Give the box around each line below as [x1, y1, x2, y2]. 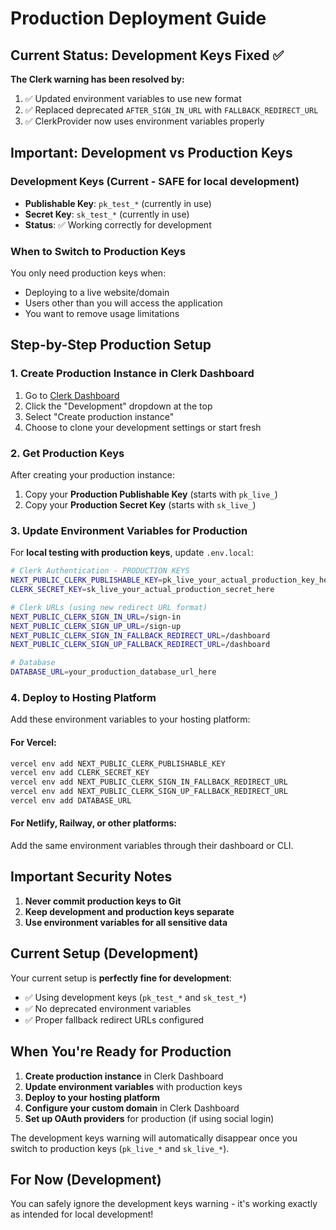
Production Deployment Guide [10, 7, 267, 30]
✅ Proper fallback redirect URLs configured [24, 1013, 205, 1026]
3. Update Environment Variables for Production [10, 523, 248, 537]
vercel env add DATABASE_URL [10, 796, 132, 806]
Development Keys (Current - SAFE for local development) [10, 175, 300, 189]
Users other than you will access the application [24, 297, 223, 309]
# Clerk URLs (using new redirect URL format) [10, 602, 208, 612]
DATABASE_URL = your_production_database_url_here [10, 667, 217, 677]
